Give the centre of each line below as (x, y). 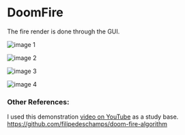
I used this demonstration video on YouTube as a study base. (93, 117)
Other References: (38, 102)
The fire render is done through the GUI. (63, 31)
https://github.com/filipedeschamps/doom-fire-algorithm (87, 124)
